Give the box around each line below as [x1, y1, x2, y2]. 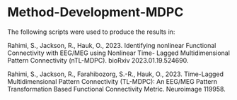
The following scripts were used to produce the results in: [7, 27, 175, 36]
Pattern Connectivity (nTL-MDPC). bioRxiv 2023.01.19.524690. [7, 56, 189, 64]
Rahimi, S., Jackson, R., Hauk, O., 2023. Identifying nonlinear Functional [7, 41, 216, 49]
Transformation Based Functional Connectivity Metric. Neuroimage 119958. [7, 85, 226, 93]
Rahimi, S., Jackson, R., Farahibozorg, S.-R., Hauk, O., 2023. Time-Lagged [7, 70, 224, 78]
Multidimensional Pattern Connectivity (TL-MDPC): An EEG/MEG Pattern [7, 77, 218, 85]
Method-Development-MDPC [7, 4, 184, 20]
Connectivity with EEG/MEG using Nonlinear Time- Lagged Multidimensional [7, 49, 230, 57]
